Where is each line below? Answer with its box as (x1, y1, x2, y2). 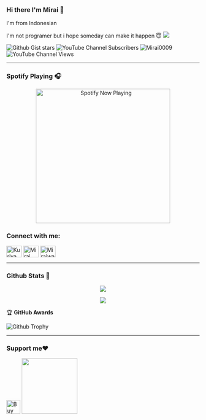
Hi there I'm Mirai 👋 (6, 6, 64, 14)
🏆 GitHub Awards (6, 309, 53, 316)
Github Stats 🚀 (6, 271, 50, 280)
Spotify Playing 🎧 (6, 72, 61, 80)
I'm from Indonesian (6, 20, 57, 27)
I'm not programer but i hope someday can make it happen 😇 (6, 32, 162, 39)
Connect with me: (6, 231, 61, 240)
